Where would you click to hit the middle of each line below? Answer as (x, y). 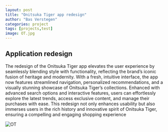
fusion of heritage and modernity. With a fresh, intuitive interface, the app (82, 77)
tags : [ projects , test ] (29, 29)
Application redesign (39, 54)
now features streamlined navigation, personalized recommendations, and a (84, 82)
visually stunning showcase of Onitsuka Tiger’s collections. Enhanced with (82, 87)
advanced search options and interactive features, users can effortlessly (81, 93)
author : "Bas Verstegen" (31, 19)
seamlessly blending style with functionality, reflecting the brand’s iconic (81, 71)
